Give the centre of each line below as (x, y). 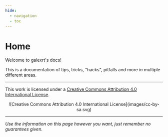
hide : (11, 10)
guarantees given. (24, 129)
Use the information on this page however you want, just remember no (78, 124)
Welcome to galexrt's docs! (33, 60)
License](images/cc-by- (134, 104)
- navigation (23, 16)
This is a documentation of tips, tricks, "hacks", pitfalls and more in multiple (83, 70)
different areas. (21, 75)
